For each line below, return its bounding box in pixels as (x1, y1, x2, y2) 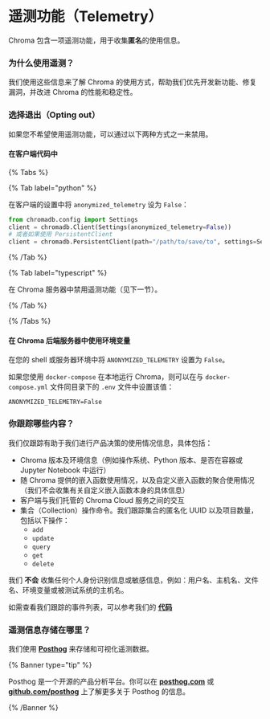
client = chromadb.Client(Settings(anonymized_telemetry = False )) (8, 223, 231, 231)
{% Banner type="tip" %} (8, 660, 92, 670)
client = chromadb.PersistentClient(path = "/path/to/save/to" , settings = (8, 238, 257, 246)
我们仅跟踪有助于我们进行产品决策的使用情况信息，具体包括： (8, 438, 213, 447)
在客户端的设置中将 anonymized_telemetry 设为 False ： (8, 199, 189, 209)
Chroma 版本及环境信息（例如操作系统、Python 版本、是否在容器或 (19, 455, 243, 464)
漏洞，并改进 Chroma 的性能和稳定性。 (8, 88, 137, 97)
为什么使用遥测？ (8, 57, 75, 68)
